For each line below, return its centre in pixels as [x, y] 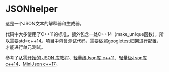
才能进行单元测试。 [25, 47]
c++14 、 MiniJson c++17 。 [33, 64]
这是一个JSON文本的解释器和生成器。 [45, 23]
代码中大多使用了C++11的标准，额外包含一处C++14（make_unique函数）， [82, 34]
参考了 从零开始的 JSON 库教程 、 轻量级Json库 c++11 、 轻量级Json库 [76, 58]
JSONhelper [32, 9]
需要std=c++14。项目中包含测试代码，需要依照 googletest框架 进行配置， [85, 41]
